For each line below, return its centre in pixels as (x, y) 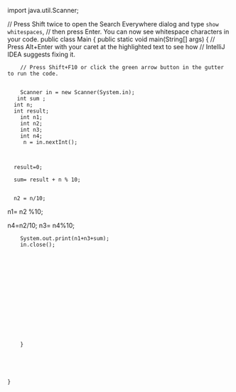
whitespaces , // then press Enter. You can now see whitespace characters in (118, 32)
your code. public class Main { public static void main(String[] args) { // (111, 39)
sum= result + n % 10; (47, 180)
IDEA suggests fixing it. (42, 54)
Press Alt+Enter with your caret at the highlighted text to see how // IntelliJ (116, 47)
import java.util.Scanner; (43, 10)
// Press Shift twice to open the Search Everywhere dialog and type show (113, 24)
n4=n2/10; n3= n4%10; (41, 225)
